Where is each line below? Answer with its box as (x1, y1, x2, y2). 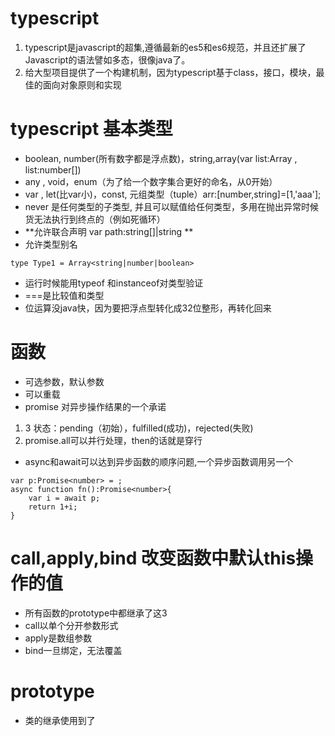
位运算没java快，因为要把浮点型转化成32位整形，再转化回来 (24, 302, 272, 314)
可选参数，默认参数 (24, 375, 105, 387)
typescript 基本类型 (10, 118, 173, 141)
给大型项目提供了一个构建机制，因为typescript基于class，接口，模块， (24, 66, 317, 78)
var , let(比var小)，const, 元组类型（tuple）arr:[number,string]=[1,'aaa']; (24, 188, 322, 200)
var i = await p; (28, 493, 101, 503)
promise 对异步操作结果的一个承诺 (24, 400, 167, 412)
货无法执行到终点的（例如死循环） (24, 213, 166, 225)
